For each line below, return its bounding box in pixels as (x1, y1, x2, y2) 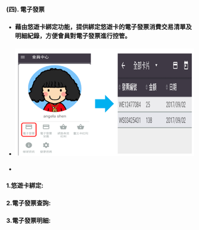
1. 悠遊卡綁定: (6, 181, 43, 189)
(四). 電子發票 (6, 5, 45, 13)
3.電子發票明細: (6, 216, 51, 225)
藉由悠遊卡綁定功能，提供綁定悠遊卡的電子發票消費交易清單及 (14, 23, 192, 31)
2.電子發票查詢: (6, 198, 51, 207)
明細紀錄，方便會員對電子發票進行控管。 (14, 32, 131, 40)
